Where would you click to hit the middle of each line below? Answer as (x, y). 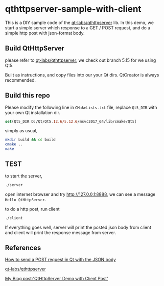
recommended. (20, 80)
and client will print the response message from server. (61, 232)
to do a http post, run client (32, 209)
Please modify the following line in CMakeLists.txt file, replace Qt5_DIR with (81, 107)
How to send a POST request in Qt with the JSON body (60, 260)
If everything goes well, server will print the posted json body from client (78, 227)
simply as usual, (21, 131)
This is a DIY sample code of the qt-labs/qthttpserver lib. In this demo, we (80, 23)
